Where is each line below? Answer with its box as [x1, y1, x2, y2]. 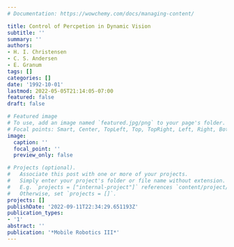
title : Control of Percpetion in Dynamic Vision [7, 22, 151, 30]
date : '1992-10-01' [7, 81, 64, 88]
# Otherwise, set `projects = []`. [7, 190, 117, 197]
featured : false [7, 94, 54, 101]
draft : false [7, 100, 45, 108]
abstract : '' [7, 223, 45, 230]
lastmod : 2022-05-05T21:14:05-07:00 [7, 88, 114, 95]
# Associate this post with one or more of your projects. [7, 171, 189, 178]
